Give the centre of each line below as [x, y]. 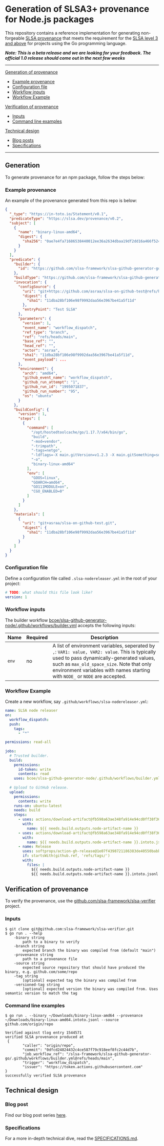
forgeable [15, 38]
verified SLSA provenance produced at [44, 1037]
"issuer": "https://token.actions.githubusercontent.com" [83, 1067]
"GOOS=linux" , [45, 478]
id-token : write [34, 769]
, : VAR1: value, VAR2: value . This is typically [104, 652]
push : [15, 724]
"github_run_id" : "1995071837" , [56, 387]
